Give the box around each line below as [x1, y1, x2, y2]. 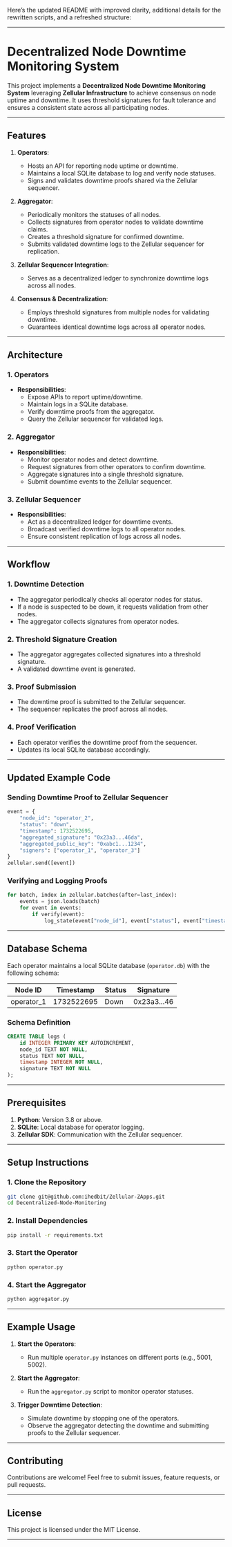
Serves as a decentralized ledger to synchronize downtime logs [27, 274, 209, 282]
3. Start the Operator [7, 1248, 78, 1257]
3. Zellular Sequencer [7, 494, 81, 504]
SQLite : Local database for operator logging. [17, 1123, 145, 1131]
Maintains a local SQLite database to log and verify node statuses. [27, 169, 216, 177]
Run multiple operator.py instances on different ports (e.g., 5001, [27, 1353, 213, 1361]
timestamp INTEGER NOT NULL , [19, 1059, 104, 1066]
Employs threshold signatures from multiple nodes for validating [27, 307, 210, 316]
